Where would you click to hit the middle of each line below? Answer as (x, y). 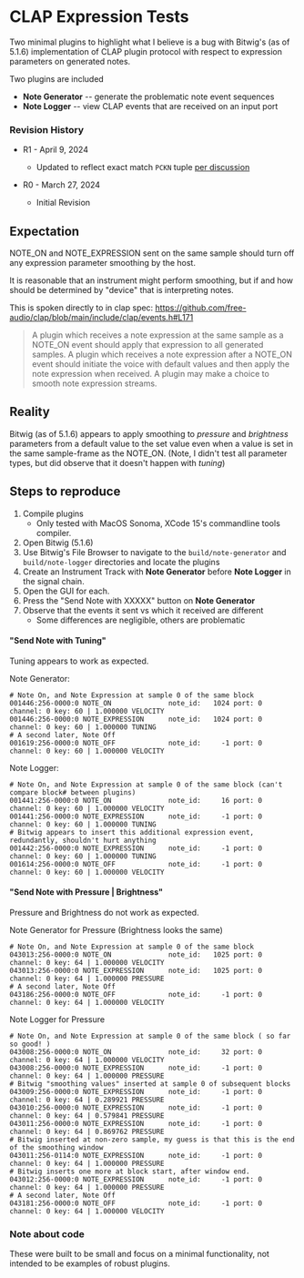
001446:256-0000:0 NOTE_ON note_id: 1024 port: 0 (136, 703)
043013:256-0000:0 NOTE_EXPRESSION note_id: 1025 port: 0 (136, 971)
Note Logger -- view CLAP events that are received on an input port (150, 106)
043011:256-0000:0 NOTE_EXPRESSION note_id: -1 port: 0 (136, 1124)
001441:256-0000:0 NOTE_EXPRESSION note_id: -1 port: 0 (136, 816)
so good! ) (30, 1044)
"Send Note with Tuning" (58, 641)
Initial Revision (63, 203)
